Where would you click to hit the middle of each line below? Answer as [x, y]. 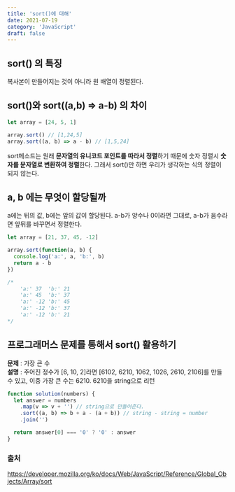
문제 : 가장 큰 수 [29, 363]
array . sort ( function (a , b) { [50, 250]
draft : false [26, 33]
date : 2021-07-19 [33, 20]
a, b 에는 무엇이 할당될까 [57, 197]
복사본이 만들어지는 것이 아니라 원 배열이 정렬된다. [76, 82]
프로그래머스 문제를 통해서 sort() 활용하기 [92, 345]
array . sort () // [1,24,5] [45, 135]
